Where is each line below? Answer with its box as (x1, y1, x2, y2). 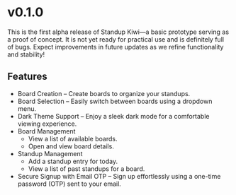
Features (7, 71, 47, 83)
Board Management (17, 126, 76, 135)
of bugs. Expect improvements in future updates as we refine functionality (7, 42, 224, 51)
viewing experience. (17, 119, 77, 128)
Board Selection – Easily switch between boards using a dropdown (17, 97, 213, 105)
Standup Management (17, 149, 83, 158)
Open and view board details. (28, 142, 115, 150)
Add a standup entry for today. (28, 157, 118, 165)
